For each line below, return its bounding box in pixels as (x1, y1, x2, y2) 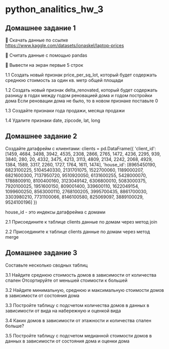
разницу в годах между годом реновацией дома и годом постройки (5, 93, 152, 98)
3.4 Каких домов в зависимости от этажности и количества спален (5, 317, 151, 323)
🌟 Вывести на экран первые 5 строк (5, 62, 83, 68)
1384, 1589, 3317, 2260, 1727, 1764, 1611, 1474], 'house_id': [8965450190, (5, 161, 156, 167)
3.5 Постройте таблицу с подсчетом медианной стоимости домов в (5, 332, 152, 338)
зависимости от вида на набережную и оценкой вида (5, 308, 121, 314)
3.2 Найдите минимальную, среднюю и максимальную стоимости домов (5, 287, 164, 293)
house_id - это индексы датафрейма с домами (5, 209, 106, 215)
